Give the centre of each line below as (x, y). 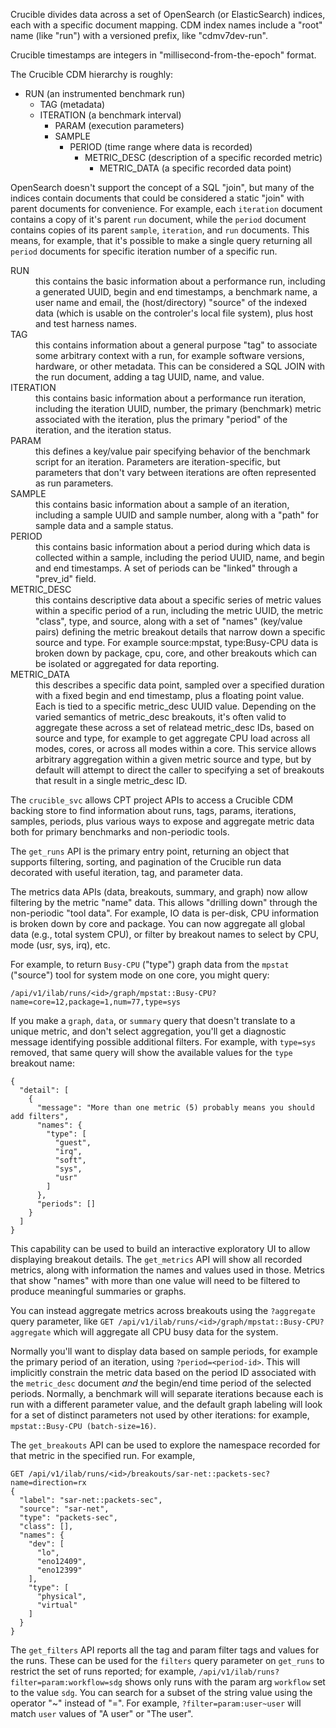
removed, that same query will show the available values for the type (151, 1052)
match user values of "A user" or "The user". (102, 1713)
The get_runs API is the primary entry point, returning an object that (150, 851)
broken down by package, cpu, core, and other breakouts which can (176, 653)
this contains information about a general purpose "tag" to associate (176, 345)
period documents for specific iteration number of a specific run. (144, 251)
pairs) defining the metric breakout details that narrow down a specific (180, 632)
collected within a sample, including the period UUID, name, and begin (180, 557)
